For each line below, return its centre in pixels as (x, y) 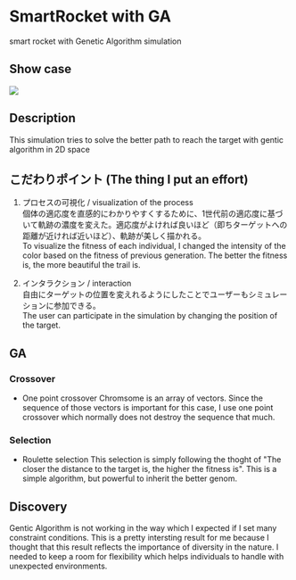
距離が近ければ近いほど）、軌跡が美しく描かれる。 (114, 236)
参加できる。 (77, 306)
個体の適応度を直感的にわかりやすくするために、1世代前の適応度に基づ (152, 214)
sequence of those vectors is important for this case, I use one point (148, 408)
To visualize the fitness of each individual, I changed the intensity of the (154, 246)
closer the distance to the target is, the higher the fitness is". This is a (149, 469)
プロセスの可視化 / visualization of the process (107, 203)
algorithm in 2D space (50, 149)
